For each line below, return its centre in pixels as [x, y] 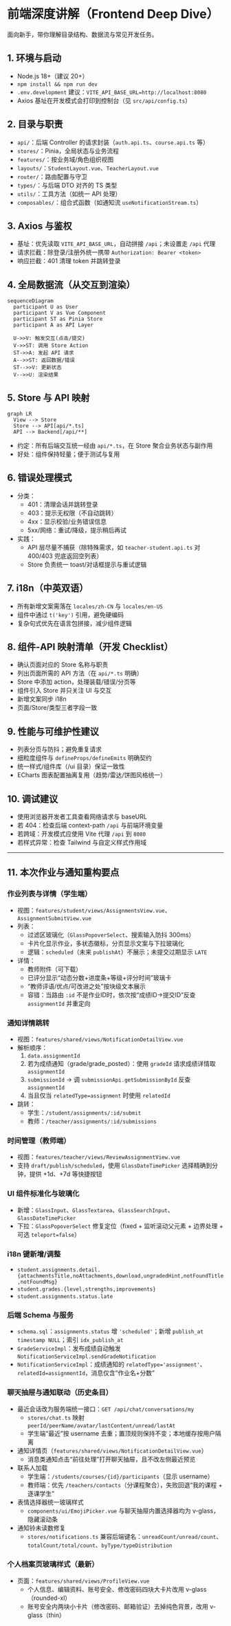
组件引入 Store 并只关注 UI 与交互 [64, 691]
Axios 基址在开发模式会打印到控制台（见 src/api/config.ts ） [104, 100]
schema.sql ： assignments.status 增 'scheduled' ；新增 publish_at [110, 1331]
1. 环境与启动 [34, 58]
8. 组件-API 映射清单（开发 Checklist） [90, 647]
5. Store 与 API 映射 [48, 398]
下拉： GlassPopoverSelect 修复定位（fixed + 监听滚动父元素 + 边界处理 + [120, 1226]
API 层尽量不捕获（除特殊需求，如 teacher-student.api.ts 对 [114, 547]
